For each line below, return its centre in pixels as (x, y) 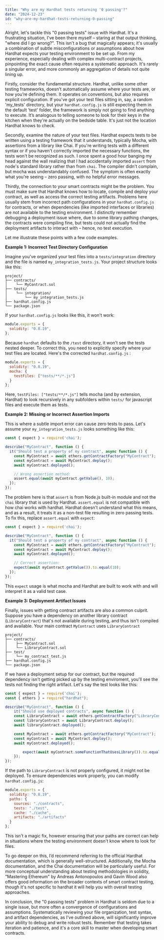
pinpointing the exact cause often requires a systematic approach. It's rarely (82, 64)
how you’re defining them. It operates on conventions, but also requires (77, 94)
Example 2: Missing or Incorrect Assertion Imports (57, 414)
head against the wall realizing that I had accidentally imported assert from (81, 161)
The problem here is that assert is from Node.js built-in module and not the (81, 497)
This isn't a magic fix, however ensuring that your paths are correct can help (82, 836)
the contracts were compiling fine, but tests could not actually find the (76, 223)
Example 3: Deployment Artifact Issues (46, 601)
